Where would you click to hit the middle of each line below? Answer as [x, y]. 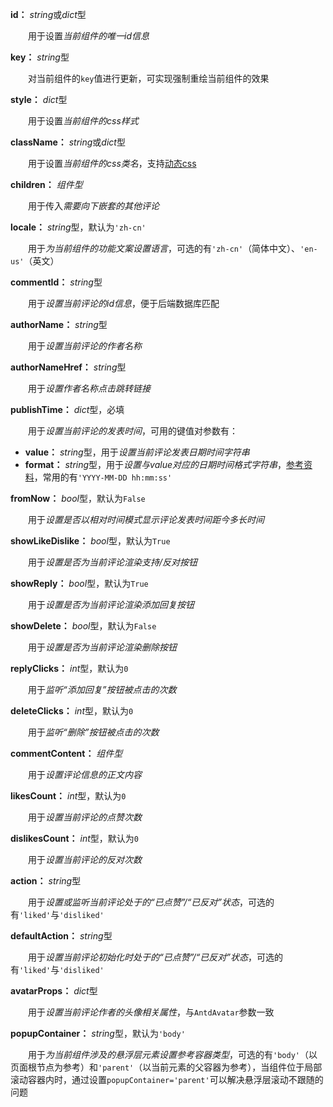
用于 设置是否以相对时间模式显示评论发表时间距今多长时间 [146, 519]
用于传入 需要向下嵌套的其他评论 [93, 206]
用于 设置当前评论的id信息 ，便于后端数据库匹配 [123, 303]
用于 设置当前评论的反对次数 [84, 859]
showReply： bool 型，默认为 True [79, 583]
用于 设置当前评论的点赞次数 [84, 817]
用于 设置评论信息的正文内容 [84, 774]
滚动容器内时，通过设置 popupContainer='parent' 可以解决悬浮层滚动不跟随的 [167, 1079]
